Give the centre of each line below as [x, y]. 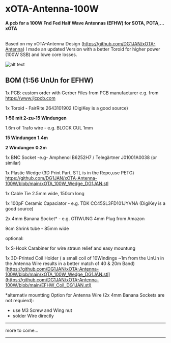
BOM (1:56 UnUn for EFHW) [49, 80]
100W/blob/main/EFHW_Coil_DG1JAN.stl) [48, 285]
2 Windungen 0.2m [26, 147]
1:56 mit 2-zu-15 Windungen [36, 118]
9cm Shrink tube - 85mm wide [37, 228]
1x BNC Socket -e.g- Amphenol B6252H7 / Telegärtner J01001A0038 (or [81, 157]
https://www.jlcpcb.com [31, 98]
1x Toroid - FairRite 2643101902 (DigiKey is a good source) [67, 108]
